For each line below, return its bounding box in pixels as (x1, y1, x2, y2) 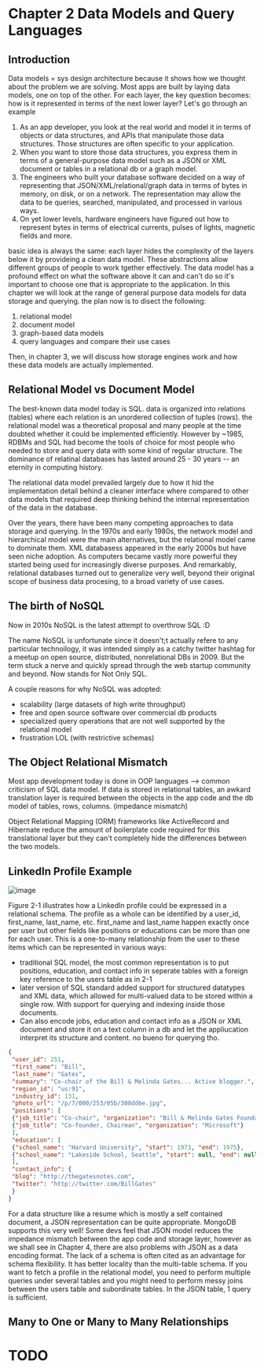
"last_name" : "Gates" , (11, 1070, 86, 1078)
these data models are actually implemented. (8, 360, 154, 370)
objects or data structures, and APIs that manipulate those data (19, 131, 225, 140)
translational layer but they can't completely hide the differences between (8, 833, 247, 843)
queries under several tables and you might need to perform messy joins (8, 1275, 244, 1285)
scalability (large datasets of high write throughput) (19, 699, 186, 709)
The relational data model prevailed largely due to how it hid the (8, 478, 214, 487)
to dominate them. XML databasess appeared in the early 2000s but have (8, 543, 247, 552)
